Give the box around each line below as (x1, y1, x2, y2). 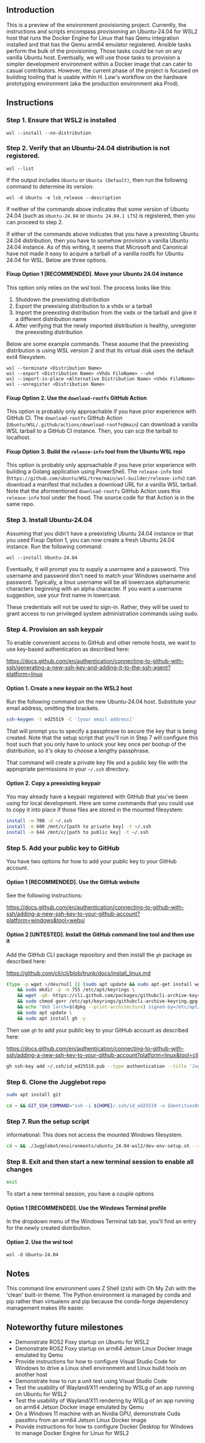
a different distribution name (15, 316, 87, 322)
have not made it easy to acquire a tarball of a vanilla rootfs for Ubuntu (6, 249, 184, 257)
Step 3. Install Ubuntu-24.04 (6, 516, 93, 525)
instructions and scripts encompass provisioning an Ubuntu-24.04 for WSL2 (6, 28, 198, 35)
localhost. (6, 434, 31, 441)
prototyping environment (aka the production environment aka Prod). (6, 80, 180, 87)
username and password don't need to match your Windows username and (6, 572, 196, 579)
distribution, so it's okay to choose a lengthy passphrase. (6, 747, 150, 754)
